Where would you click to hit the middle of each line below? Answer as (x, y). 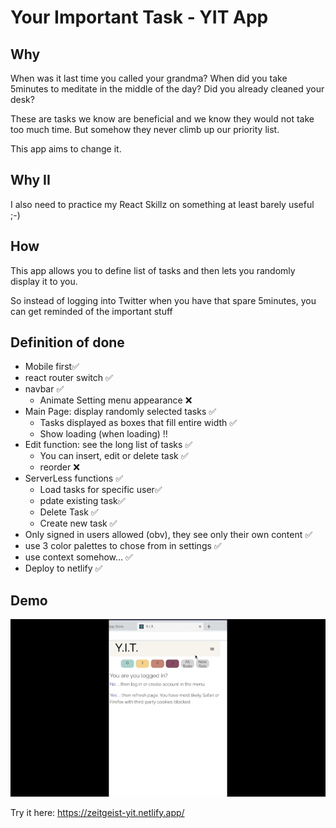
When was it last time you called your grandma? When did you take (149, 78)
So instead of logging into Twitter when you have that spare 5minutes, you (163, 300)
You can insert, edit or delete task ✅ (114, 456)
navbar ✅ (44, 389)
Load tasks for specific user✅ (101, 490)
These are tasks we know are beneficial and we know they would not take (162, 119)
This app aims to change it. (66, 149)
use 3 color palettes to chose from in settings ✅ (123, 546)
